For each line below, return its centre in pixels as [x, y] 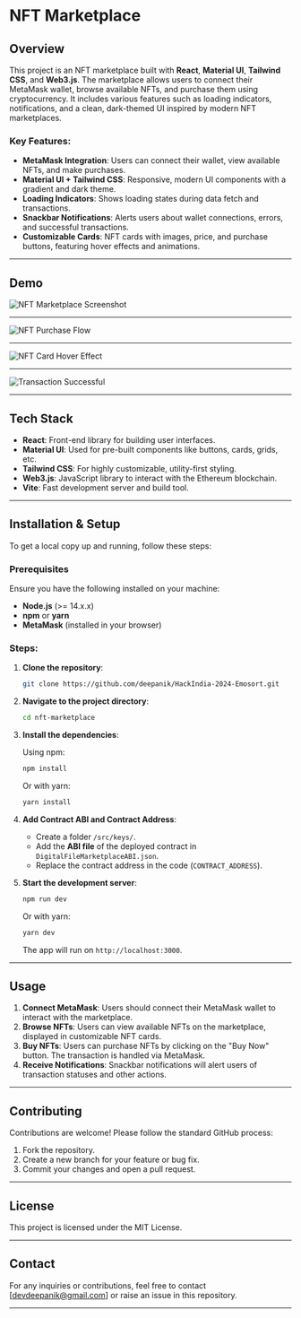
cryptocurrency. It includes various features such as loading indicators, [141, 99]
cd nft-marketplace [59, 718]
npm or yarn [46, 616]
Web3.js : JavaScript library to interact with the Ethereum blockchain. [150, 478]
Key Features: [40, 141]
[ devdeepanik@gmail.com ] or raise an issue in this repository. [123, 1295]
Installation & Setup [65, 524]
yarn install [47, 802]
